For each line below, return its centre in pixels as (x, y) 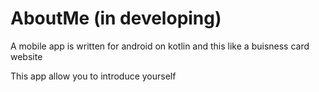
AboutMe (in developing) (116, 18)
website (26, 56)
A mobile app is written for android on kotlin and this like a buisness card (160, 46)
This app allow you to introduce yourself (93, 76)
